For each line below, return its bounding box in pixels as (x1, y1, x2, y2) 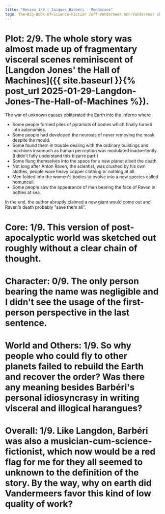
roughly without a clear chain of (5, 242, 137, 254)
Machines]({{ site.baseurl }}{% (5, 75, 136, 86)
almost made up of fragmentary (5, 43, 137, 55)
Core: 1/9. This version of (5, 222, 110, 233)
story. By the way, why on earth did (5, 478, 152, 489)
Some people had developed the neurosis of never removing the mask (12, 132, 155, 138)
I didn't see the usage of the (5, 296, 121, 308)
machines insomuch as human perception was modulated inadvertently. (12, 148, 158, 154)
